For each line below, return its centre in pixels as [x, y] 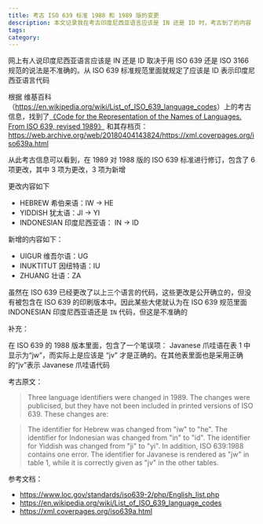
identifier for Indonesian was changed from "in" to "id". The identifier [139, 438]
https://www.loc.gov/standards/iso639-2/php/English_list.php [119, 495]
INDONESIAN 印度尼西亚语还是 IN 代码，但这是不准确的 [98, 312]
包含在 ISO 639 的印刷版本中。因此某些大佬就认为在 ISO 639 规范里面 [134, 302]
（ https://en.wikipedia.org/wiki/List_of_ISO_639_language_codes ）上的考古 [130, 107]
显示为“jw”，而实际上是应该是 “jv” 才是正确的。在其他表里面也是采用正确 [126, 355]
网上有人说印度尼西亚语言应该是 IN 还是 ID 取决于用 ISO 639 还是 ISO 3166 [129, 60]
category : [24, 37]
